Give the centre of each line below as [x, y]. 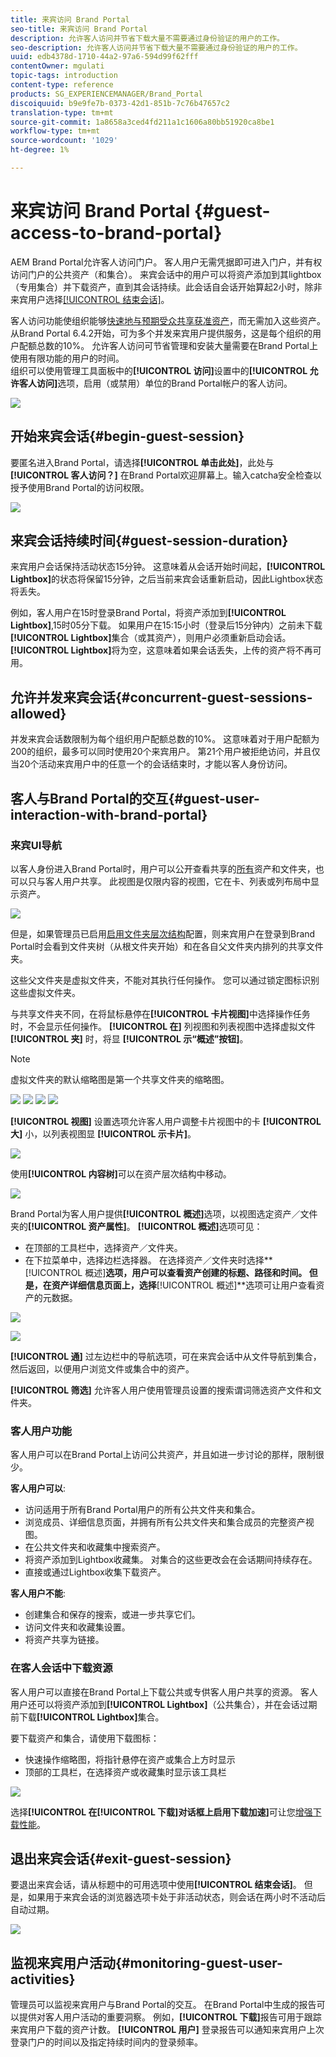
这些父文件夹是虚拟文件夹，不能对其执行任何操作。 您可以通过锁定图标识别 [165, 980]
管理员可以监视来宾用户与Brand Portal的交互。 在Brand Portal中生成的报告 [163, 2005]
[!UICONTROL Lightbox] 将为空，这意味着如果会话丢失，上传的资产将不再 [161, 650]
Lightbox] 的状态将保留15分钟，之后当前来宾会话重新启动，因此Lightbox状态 [167, 579]
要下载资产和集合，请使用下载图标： [85, 1738]
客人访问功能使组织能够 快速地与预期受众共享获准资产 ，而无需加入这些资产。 [168, 320]
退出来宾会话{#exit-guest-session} [121, 1858]
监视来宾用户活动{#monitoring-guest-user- [146, 1962]
